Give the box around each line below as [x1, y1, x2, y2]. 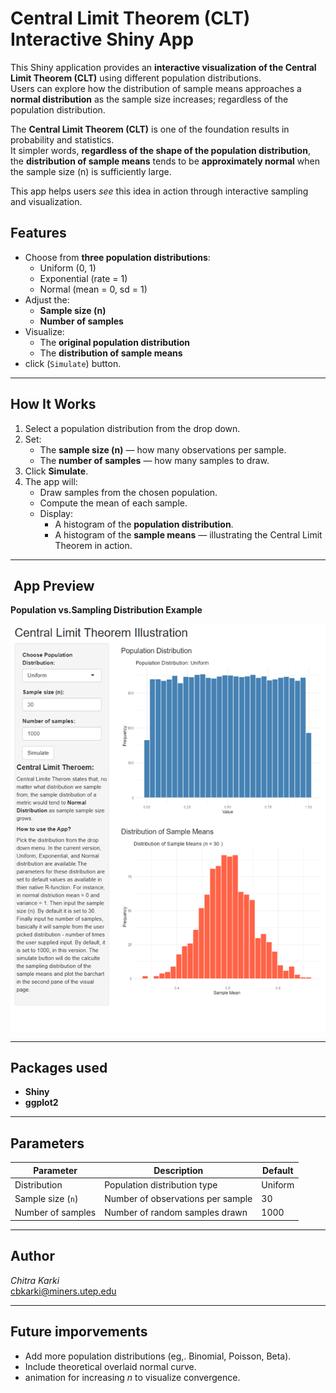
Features [10, 225, 67, 242]
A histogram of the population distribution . [54, 518, 234, 530]
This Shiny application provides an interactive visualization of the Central [10, 61, 317, 73]
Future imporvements [10, 1323, 148, 1341]
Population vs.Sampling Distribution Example [10, 604, 203, 616]
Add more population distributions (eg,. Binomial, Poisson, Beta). [24, 1350, 292, 1362]
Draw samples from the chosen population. [39, 486, 218, 498]
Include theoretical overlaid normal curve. [24, 1360, 197, 1372]
